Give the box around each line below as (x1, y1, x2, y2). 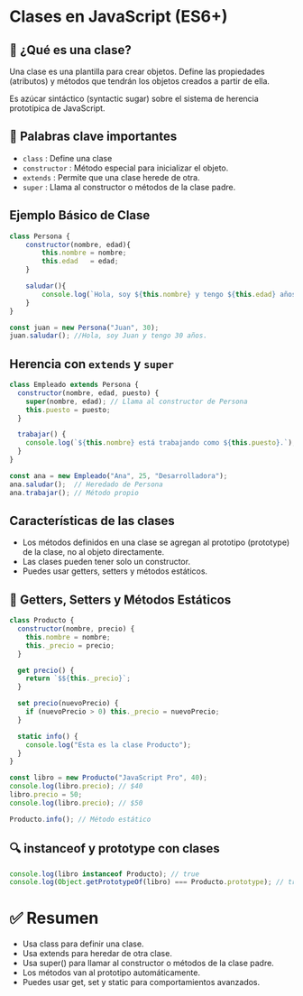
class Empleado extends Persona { (9, 381, 140, 390)
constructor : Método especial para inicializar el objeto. (22, 162, 229, 173)
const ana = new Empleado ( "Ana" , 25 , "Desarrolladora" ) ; (9, 471, 228, 480)
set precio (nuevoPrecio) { (17, 699, 119, 708)
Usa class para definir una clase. (22, 938, 144, 949)
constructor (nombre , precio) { (17, 624, 135, 633)
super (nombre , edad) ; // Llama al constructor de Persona (25, 397, 248, 406)
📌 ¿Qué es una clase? (9, 42, 133, 58)
